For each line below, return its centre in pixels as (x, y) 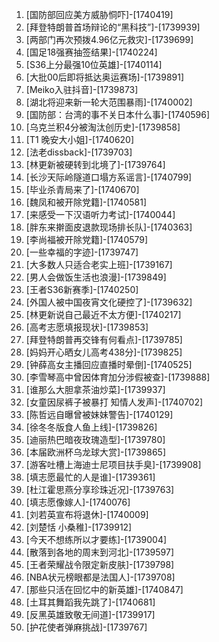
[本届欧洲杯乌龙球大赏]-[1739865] (96, 452)
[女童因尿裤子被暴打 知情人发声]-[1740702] (114, 402)
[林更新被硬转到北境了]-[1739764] (95, 164)
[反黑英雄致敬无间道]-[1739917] (90, 614)
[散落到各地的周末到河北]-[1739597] (100, 552)
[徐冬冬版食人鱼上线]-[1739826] (91, 427)
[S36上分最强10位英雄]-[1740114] (94, 64)
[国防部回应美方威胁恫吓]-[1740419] (99, 14)
